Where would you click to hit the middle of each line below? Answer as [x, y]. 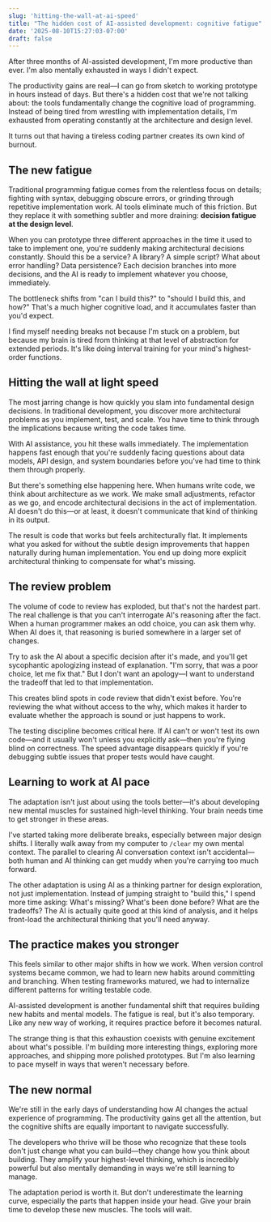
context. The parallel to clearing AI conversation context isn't [110, 852]
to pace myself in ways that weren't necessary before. [99, 1064]
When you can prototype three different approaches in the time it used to [130, 240]
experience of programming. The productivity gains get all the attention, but [135, 1118]
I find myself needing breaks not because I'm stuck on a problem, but [124, 331]
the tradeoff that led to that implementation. [81, 682]
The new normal [50, 1090]
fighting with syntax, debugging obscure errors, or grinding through [121, 199]
